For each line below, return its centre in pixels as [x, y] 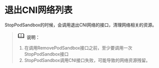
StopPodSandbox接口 [46, 54]
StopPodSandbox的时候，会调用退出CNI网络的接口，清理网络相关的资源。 [81, 25]
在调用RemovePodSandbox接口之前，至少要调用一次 [78, 48]
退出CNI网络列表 [39, 10]
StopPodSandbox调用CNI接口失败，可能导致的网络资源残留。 [87, 60]
